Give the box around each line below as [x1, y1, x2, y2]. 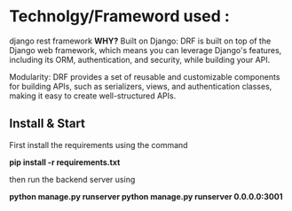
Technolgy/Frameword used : [9, 6, 231, 27]
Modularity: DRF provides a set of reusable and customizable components [9, 71, 280, 82]
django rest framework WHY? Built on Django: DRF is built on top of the [9, 35, 272, 46]
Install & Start [9, 116, 86, 131]
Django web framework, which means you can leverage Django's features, [9, 44, 282, 55]
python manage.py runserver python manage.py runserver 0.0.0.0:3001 [9, 191, 283, 201]
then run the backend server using [9, 174, 136, 184]
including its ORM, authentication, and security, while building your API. [9, 54, 271, 65]
